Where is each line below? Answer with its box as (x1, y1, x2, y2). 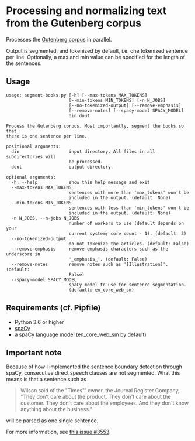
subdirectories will (6, 153, 57, 159)
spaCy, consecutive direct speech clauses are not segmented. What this (6, 370, 180, 377)
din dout (68, 112, 90, 118)
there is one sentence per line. (6, 133, 88, 139)
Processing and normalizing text (6, 4, 167, 18)
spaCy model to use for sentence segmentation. (68, 282, 187, 288)
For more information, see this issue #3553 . (6, 429, 111, 436)
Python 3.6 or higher (14, 318, 64, 326)
